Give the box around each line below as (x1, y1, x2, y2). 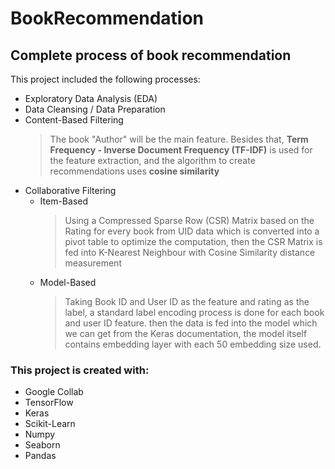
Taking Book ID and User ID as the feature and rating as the (64, 296, 310, 307)
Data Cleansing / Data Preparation (24, 103, 166, 115)
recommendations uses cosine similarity (49, 165, 220, 177)
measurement (64, 257, 122, 269)
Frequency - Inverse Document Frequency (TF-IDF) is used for (49, 144, 313, 156)
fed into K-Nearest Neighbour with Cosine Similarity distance (64, 247, 316, 258)
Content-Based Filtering (24, 114, 124, 126)
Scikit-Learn (24, 418, 76, 430)
